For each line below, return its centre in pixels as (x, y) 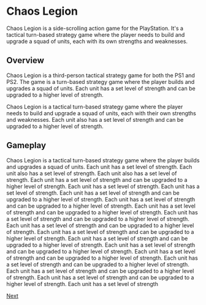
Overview (25, 60)
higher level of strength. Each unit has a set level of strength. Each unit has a (103, 186)
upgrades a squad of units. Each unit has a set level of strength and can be (101, 88)
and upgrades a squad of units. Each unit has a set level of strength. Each (99, 167)
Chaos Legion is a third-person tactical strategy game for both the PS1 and (101, 75)
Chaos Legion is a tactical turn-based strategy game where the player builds (103, 160)
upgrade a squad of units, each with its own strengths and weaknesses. (97, 41)
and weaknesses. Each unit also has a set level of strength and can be (95, 119)
